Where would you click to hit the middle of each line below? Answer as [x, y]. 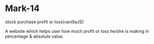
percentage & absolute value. [35, 36]
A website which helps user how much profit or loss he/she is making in [77, 31]
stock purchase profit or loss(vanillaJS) [44, 22]
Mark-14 [22, 8]
